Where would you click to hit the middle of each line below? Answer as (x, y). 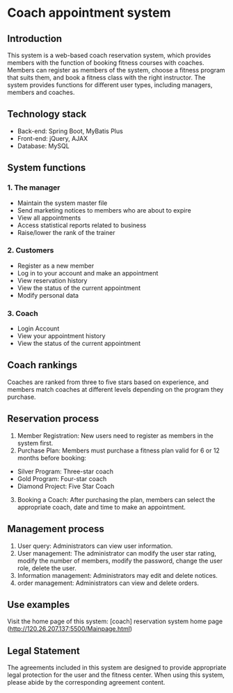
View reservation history (52, 280)
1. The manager (34, 188)
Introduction (35, 39)
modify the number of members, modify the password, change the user (120, 561)
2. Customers (31, 250)
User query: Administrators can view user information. (95, 546)
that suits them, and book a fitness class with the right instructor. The (106, 77)
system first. (35, 443)
